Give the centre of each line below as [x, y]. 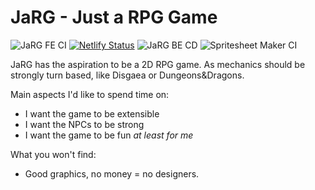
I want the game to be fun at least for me [109, 135]
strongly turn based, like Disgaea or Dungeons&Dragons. [127, 75]
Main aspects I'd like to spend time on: [90, 94]
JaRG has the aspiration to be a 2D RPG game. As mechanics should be [158, 64]
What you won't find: [53, 154]
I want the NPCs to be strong [84, 124]
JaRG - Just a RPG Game [114, 17]
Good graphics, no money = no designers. [112, 173]
